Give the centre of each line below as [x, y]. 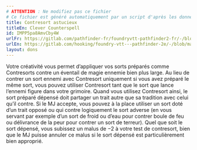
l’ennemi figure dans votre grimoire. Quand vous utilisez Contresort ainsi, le [97, 91]
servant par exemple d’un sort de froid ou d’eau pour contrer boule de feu [95, 116]
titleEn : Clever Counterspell [43, 28]
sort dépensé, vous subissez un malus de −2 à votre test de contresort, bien [98, 128]
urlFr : [14, 39]
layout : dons [22, 50]
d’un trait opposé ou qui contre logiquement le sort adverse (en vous [89, 110]
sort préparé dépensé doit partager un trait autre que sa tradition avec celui [97, 97]
